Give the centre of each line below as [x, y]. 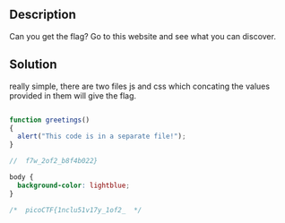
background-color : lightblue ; [73, 185]
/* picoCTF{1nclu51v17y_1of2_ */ [76, 210]
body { [22, 177]
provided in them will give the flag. [73, 95]
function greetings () [50, 120]
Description [43, 15]
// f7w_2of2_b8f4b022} [54, 161]
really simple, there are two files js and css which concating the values [140, 86]
